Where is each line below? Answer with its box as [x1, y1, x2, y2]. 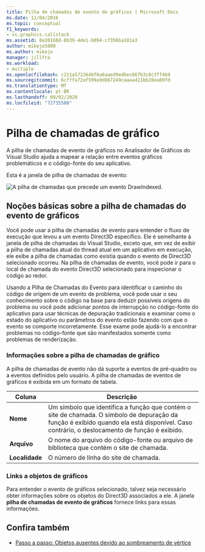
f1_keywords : [6, 26, 40, 32]
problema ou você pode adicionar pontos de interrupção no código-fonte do [6, 303, 199, 311]
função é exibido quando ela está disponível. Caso [48, 418, 193, 427]
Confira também [6, 523, 70, 533]
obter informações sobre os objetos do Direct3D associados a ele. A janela [6, 491, 195, 499]
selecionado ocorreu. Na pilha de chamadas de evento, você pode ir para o [6, 259, 196, 267]
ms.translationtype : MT [6, 83, 67, 89]
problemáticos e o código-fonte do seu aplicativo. [6, 160, 132, 167]
